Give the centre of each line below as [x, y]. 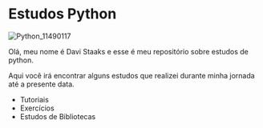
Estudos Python [63, 14]
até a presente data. [41, 84]
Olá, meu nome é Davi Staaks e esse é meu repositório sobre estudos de [128, 51]
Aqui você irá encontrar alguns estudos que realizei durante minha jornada [131, 75]
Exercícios [37, 108]
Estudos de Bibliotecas [58, 116]
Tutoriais [34, 99]
